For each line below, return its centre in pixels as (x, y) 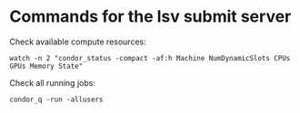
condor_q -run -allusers (56, 99)
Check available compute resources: (78, 42)
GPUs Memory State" (46, 66)
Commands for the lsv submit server (150, 17)
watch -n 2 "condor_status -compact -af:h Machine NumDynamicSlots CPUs (150, 58)
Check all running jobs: (52, 82)
